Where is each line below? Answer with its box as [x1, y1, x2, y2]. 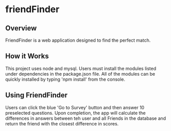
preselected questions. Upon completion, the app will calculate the [5, 110, 146, 116]
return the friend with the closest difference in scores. [5, 120, 119, 126]
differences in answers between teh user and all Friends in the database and [5, 115, 166, 121]
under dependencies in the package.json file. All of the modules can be [5, 71, 156, 77]
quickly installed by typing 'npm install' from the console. [5, 76, 126, 82]
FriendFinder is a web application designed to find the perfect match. [5, 37, 151, 43]
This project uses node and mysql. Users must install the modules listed [5, 65, 157, 72]
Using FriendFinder [5, 91, 68, 100]
